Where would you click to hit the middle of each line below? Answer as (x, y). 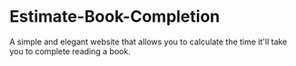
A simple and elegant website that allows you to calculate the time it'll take (148, 42)
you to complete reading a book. (70, 51)
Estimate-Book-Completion (115, 17)
